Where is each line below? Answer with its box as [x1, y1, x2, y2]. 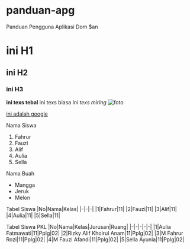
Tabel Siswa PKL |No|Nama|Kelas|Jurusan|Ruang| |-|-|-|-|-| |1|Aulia [6, 223, 172, 230]
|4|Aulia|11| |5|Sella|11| [6, 212, 60, 219]
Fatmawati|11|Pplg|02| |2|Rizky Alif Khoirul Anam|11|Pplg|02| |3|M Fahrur [6, 229, 183, 237]
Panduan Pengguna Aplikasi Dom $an [6, 23, 98, 30]
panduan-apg [6, 4, 75, 17]
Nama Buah [6, 170, 35, 177]
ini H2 [6, 68, 28, 78]
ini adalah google [6, 110, 49, 117]
